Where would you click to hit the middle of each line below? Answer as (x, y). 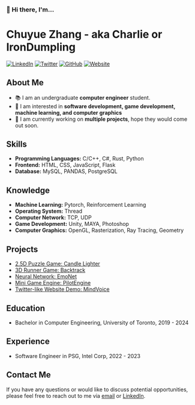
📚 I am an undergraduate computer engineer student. (82, 97)
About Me (25, 83)
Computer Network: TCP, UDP (53, 218)
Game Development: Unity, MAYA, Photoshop (72, 224)
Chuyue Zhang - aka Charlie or (84, 35)
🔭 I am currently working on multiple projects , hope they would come (101, 119)
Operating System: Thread (49, 211)
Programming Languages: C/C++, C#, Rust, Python (79, 159)
